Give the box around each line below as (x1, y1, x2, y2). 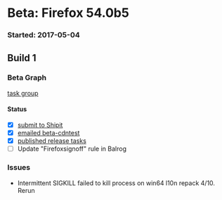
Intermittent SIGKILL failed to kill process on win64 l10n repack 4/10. (17, 178, 216, 187)
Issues (7, 163, 31, 173)
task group (7, 89, 39, 97)
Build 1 (7, 51, 37, 64)
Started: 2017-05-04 (7, 30, 80, 40)
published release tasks (17, 137, 86, 145)
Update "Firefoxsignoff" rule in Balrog (17, 144, 126, 153)
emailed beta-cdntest (17, 129, 80, 137)
